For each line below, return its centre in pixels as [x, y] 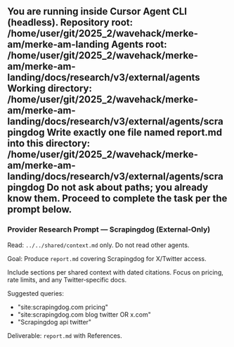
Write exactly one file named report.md [135, 133]
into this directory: [49, 144]
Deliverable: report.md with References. [65, 335]
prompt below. [40, 209]
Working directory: [50, 88]
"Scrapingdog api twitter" [54, 322]
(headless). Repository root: [70, 23]
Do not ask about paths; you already [128, 188]
